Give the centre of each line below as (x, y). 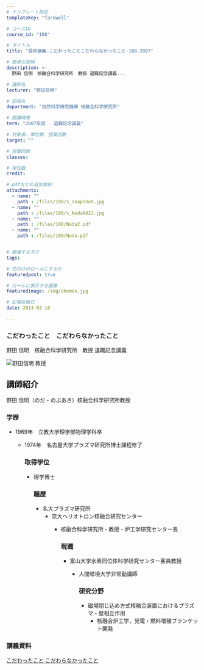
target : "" (20, 140)
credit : (16, 174)
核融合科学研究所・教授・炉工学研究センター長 (119, 529)
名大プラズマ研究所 (66, 508)
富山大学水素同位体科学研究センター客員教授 (126, 561)
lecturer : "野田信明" (32, 90)
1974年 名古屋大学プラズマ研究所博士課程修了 (83, 445)
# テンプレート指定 (27, 12)
